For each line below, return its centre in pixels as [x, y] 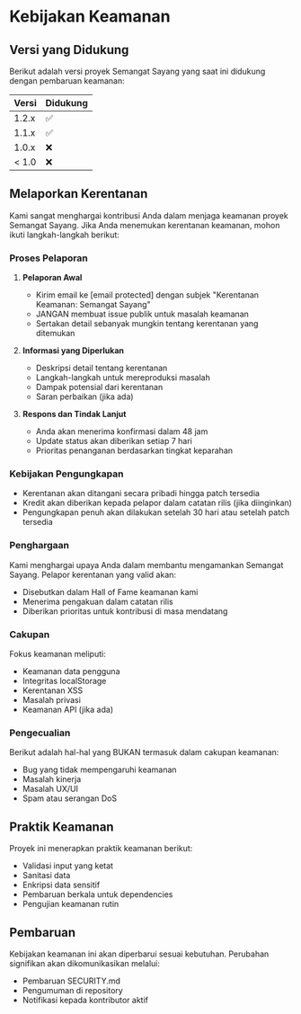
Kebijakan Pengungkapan [66, 474]
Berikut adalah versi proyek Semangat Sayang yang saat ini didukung [137, 71]
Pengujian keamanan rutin [71, 904]
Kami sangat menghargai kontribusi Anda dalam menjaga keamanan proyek [149, 215]
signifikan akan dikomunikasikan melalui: [84, 963]
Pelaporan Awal [52, 278]
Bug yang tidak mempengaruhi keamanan [99, 769]
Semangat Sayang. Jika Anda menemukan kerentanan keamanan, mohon [145, 225]
